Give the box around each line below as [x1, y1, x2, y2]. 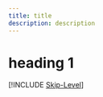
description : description [8, 19, 95, 27]
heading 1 [8, 54, 74, 72]
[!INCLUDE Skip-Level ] [8, 80, 84, 90]
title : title [8, 11, 52, 20]
